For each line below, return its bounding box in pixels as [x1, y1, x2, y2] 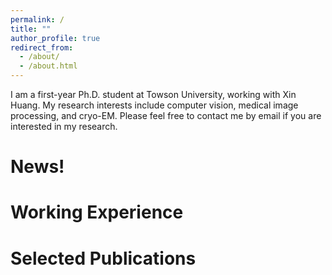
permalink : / [10, 14, 65, 25]
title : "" [10, 24, 52, 34]
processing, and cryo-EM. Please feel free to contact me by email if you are [10, 110, 322, 121]
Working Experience [10, 201, 184, 224]
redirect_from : [10, 42, 74, 53]
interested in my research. [10, 121, 118, 132]
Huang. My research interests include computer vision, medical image [10, 99, 299, 111]
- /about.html [19, 61, 78, 71]
